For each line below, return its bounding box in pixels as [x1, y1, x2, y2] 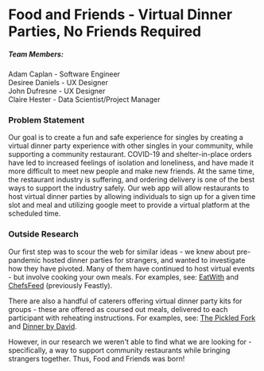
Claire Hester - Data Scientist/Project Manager [8, 95, 161, 104]
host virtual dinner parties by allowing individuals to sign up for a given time [8, 192, 256, 201]
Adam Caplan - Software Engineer [8, 69, 121, 79]
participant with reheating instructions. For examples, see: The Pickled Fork [8, 313, 256, 322]
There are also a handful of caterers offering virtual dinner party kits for [8, 296, 243, 306]
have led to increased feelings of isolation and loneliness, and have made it [8, 158, 254, 168]
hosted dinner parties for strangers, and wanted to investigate [42, 255, 246, 264]
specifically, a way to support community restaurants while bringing [8, 345, 231, 355]
